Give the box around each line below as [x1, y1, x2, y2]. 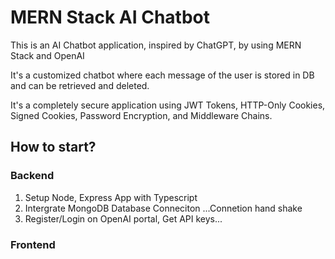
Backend [10, 169, 55, 183]
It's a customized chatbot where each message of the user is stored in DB [10, 69, 315, 81]
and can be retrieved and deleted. [10, 79, 150, 91]
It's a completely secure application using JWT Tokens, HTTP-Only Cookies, [10, 99, 326, 111]
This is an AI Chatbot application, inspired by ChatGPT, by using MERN [10, 39, 302, 51]
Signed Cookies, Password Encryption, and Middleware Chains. [10, 109, 273, 121]
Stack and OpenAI [10, 49, 85, 61]
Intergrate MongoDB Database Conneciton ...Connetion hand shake [24, 202, 303, 214]
